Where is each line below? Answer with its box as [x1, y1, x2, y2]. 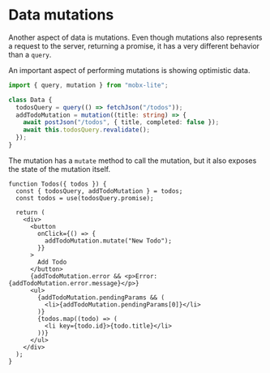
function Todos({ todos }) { [8, 180, 107, 188]
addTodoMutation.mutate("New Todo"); [44, 237, 173, 245]
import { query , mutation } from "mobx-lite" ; [8, 81, 169, 89]
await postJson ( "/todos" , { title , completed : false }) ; [23, 118, 220, 126]
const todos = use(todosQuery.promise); [15, 194, 154, 202]
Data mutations [8, 6, 114, 24]
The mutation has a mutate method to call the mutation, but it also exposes [8, 156, 257, 165]
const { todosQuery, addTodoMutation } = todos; [15, 186, 183, 195]
